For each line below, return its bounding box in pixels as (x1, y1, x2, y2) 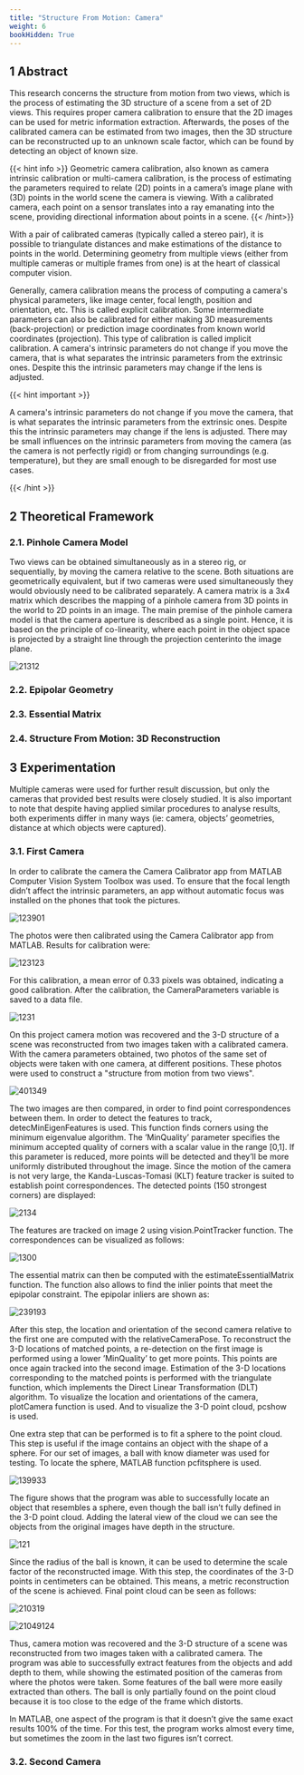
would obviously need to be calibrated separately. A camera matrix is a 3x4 (9, 585, 290, 596)
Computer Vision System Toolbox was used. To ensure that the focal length (9, 875, 290, 886)
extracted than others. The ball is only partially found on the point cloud (9, 1686, 277, 1697)
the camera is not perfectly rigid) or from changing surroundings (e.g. (9, 445, 270, 456)
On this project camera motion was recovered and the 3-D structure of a (9, 1029, 280, 1039)
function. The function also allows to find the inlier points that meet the (9, 1279, 273, 1290)
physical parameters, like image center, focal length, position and (9, 295, 252, 306)
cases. (9, 464, 34, 476)
